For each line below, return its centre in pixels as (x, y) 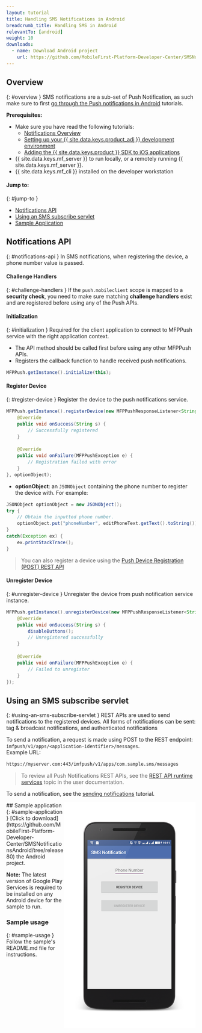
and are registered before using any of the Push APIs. (73, 302)
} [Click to (19, 818)
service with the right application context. (58, 336)
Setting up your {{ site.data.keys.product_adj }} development (99, 139)
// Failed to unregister (59, 669)
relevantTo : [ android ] (35, 32)
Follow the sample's (31, 941)
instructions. (22, 955)
